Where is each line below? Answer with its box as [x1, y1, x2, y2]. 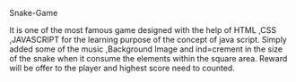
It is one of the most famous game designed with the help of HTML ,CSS [9, 25, 276, 35]
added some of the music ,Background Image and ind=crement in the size [9, 44, 283, 54]
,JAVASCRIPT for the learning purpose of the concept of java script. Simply [9, 35, 287, 45]
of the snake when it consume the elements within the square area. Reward [9, 53, 288, 63]
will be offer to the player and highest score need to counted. [9, 62, 235, 73]
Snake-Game [9, 8, 58, 18]
